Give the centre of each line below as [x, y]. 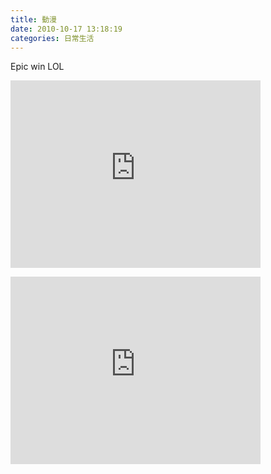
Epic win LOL [37, 67]
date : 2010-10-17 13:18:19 [66, 29]
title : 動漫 [33, 19]
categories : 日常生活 [52, 38]
